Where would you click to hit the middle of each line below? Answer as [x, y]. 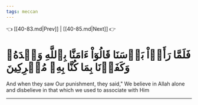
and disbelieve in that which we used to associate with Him [78, 90]
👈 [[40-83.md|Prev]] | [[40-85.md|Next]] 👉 [61, 29]
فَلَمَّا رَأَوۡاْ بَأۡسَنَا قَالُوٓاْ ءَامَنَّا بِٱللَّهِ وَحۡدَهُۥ [98, 55]
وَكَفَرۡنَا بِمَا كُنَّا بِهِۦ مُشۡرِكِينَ [68, 67]
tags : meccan [22, 12]
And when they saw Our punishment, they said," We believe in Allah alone [95, 84]
